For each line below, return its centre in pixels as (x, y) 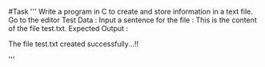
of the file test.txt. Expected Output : (68, 28)
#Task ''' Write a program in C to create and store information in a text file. (131, 12)
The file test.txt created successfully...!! (73, 44)
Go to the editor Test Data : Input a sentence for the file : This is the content (133, 20)
